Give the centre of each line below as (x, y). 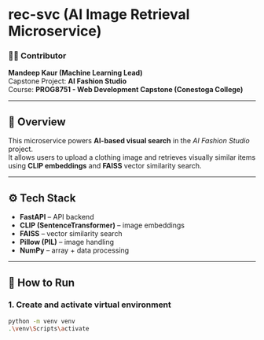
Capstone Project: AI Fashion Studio (68, 81)
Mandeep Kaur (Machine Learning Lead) (75, 73)
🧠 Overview (37, 122)
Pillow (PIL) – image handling (67, 242)
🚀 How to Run (42, 282)
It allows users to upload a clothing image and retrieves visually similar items (132, 157)
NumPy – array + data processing (74, 250)
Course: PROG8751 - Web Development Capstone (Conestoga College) (126, 90)
